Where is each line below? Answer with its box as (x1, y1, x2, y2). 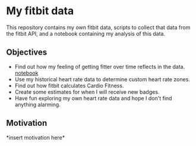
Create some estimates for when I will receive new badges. (14, 88, 160, 96)
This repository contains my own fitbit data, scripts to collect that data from (6, 24, 191, 31)
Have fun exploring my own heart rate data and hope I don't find (14, 94, 172, 101)
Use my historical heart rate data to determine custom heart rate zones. (14, 75, 190, 82)
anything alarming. (14, 101, 61, 108)
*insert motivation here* (6, 134, 65, 141)
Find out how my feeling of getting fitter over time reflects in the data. (14, 63, 185, 70)
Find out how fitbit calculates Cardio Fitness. (14, 82, 124, 89)
